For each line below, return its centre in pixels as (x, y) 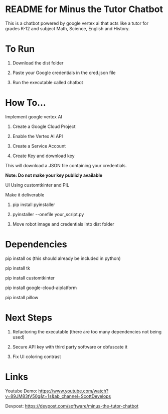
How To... (26, 103)
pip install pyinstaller (34, 204)
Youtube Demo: (21, 391)
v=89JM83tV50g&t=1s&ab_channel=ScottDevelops (58, 396)
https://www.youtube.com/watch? (73, 391)
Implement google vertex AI (34, 116)
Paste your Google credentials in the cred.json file (64, 73)
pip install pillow (22, 297)
